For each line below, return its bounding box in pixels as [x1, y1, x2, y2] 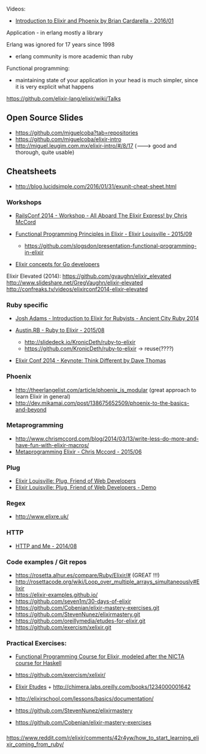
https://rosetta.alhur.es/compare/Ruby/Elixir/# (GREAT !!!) [15, 572, 160, 579]
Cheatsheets [6, 166, 57, 177]
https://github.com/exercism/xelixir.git [15, 624, 112, 631]
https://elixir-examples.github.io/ [15, 591, 98, 598]
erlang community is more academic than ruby [15, 53, 134, 60]
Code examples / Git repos [6, 558, 87, 566]
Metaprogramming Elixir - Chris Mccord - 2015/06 [15, 448, 142, 455]
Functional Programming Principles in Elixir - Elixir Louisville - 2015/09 [15, 230, 193, 237]
